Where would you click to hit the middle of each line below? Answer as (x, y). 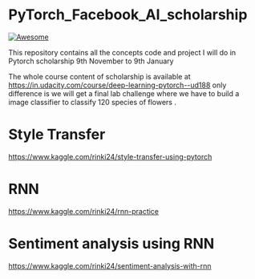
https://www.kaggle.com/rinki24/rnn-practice (83, 211)
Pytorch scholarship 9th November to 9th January (91, 61)
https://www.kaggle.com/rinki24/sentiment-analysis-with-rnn (110, 265)
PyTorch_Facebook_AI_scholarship (128, 15)
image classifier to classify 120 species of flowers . (92, 102)
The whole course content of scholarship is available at (99, 76)
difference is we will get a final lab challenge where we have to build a (124, 93)
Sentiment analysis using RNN (111, 244)
